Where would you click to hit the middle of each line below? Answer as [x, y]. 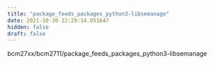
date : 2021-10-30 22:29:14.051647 [58, 20]
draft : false [27, 34]
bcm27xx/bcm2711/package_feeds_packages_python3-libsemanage [107, 54]
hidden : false [28, 27]
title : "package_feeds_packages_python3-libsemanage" [89, 14]
